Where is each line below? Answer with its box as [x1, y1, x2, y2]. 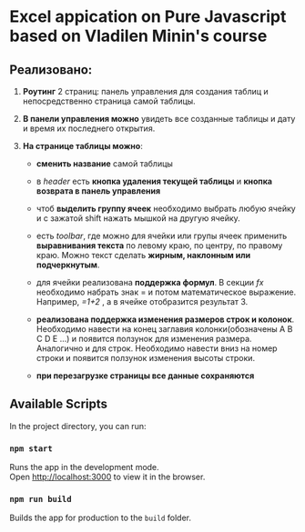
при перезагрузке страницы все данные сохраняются [36, 370, 255, 381]
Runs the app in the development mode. [9, 462, 159, 473]
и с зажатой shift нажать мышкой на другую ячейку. [36, 213, 241, 224]
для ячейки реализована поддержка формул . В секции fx [36, 277, 264, 287]
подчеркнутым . [36, 259, 100, 270]
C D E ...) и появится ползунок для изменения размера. [36, 334, 252, 344]
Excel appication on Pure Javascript [9, 6, 287, 27]
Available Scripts [9, 396, 107, 412]
